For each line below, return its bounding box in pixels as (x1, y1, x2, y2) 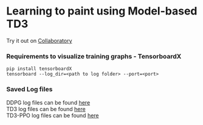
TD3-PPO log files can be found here (6, 112, 99, 119)
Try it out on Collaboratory (6, 37, 72, 44)
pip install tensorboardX (6, 66, 72, 72)
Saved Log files (6, 85, 53, 94)
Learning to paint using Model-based (6, 4, 198, 18)
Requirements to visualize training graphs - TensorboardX (6, 52, 182, 60)
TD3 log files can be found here (6, 105, 86, 112)
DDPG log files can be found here (6, 98, 91, 106)
